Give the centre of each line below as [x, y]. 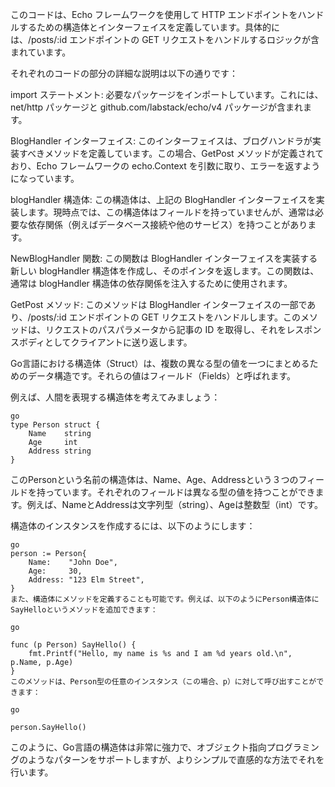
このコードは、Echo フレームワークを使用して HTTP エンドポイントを [154, 14]
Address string [60, 451]
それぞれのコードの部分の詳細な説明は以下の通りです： [124, 73]
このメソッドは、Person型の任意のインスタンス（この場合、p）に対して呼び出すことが [163, 682]
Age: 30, [55, 571]
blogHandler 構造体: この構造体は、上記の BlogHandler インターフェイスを [163, 199]
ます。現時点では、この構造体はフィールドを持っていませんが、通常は [171, 212]
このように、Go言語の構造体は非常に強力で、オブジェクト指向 [138, 747]
